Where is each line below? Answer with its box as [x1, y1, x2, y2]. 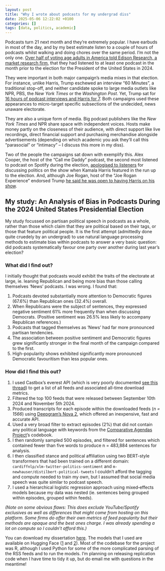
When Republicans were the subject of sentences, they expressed [12, 304, 147, 310]
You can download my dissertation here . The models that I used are [5, 535, 142, 540]
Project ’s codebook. [12, 432, 53, 438]
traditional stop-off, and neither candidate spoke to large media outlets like [5, 85, 157, 91]
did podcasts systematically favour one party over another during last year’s [5, 244, 160, 250]
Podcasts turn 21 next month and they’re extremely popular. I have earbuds [5, 39, 158, 45]
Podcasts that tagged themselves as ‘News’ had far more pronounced [12, 324, 154, 330]
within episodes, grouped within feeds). [12, 495, 93, 500]
